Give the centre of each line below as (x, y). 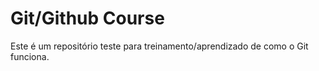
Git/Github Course (87, 18)
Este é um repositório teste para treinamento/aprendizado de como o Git (159, 46)
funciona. (30, 56)
